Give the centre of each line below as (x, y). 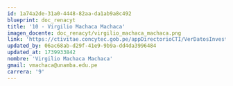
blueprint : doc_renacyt (42, 20)
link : (15, 40)
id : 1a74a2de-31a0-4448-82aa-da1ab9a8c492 (69, 14)
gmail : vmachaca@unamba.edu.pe (52, 65)
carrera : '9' (26, 71)
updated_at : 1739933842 (42, 53)
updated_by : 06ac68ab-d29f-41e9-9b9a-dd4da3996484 (82, 46)
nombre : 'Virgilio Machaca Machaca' (60, 59)
